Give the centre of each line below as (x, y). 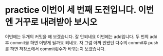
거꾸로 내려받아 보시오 (56, 22)
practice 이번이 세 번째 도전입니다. (71, 10)
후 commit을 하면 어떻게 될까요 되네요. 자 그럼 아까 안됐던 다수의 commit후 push (82, 42)
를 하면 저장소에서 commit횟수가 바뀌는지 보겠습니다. (55, 49)
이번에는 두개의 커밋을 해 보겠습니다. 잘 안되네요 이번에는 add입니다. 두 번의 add (81, 37)
